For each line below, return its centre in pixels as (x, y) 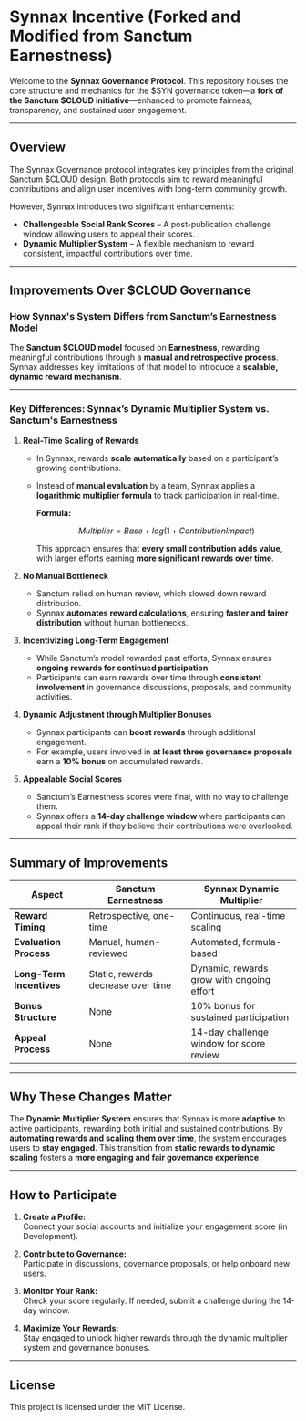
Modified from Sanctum (101, 36)
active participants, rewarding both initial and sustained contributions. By (147, 1129)
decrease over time (130, 985)
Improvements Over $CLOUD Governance (131, 291)
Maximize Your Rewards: (71, 1328)
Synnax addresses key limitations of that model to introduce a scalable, (144, 367)
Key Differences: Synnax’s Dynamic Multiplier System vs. (139, 409)
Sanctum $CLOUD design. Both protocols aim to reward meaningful (136, 179)
